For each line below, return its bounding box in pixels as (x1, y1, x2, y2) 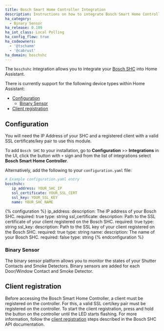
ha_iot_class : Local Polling (5, 30, 64, 35)
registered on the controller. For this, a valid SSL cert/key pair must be (5, 300, 146, 306)
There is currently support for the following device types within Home (5, 81, 145, 87)
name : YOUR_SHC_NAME (11, 199, 54, 204)
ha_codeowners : (5, 39, 36, 44)
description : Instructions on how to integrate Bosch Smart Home (5, 12, 141, 17)
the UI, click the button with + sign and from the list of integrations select (5, 153, 151, 159)
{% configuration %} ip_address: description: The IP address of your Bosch (5, 208, 157, 214)
